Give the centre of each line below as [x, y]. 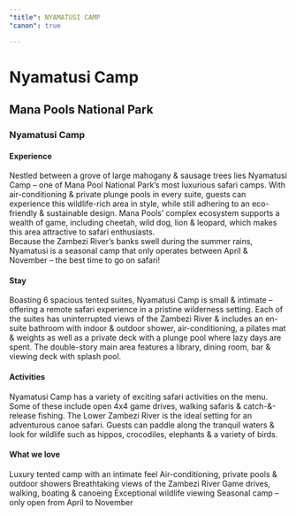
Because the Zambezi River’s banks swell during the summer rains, [131, 242]
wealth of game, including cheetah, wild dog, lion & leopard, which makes [143, 223]
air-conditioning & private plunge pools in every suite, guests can [128, 195]
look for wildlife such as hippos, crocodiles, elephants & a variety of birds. [144, 434]
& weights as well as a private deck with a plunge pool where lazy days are [145, 338]
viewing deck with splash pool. [65, 357]
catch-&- [259, 406]
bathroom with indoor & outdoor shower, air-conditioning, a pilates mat [157, 328]
